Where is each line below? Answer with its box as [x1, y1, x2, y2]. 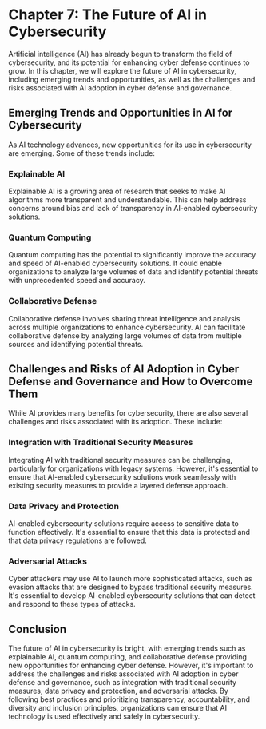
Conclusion [8, 622, 67, 636]
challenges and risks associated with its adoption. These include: [8, 417, 223, 427]
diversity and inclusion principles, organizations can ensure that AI [8, 703, 228, 713]
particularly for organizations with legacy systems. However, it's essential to [8, 464, 259, 473]
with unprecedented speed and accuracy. [8, 276, 145, 285]
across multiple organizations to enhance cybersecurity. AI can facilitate [8, 322, 246, 332]
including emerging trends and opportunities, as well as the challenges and [8, 74, 256, 84]
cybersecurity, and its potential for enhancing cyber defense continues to [8, 58, 250, 67]
